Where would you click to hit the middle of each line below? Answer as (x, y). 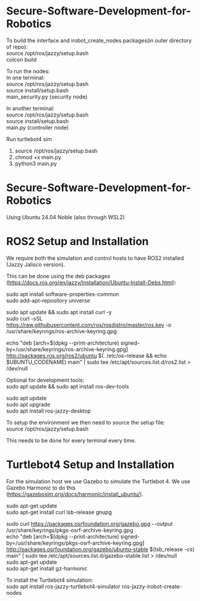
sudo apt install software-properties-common (62, 294)
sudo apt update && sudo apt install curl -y (59, 312)
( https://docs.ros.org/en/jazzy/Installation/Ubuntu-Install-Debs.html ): (91, 282)
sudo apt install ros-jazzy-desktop (49, 411)
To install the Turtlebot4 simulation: (50, 580)
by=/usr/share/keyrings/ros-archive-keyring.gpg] (67, 349)
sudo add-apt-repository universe (48, 300)
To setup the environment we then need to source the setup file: (86, 422)
